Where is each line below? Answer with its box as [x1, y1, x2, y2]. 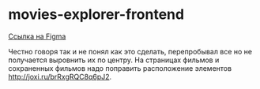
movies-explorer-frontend [8, 6, 184, 24]
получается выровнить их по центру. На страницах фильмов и [8, 55, 220, 65]
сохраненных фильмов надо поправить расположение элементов [8, 63, 232, 72]
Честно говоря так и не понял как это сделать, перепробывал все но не [8, 46, 253, 56]
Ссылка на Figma [8, 32, 66, 41]
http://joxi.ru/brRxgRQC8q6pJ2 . [8, 72, 112, 81]
